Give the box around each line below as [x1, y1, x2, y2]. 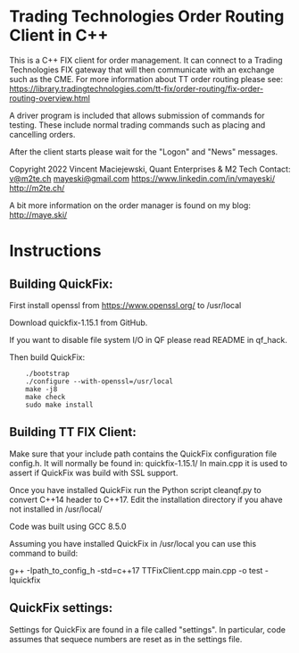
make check [25, 392, 66, 401]
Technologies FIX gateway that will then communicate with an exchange [9, 64, 275, 75]
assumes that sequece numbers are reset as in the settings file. [9, 633, 243, 644]
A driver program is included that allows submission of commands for [9, 110, 265, 121]
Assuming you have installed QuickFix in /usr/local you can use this [9, 538, 257, 548]
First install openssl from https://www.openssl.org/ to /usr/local [9, 299, 242, 310]
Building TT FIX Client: [9, 424, 137, 440]
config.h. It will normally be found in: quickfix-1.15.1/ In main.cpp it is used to [9, 457, 288, 468]
